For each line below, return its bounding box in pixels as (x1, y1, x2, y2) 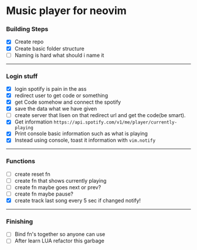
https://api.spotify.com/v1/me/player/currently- (53, 119, 178, 125)
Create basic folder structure (14, 45, 85, 52)
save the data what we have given (14, 105, 97, 112)
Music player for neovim (6, 4, 127, 18)
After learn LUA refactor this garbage (14, 237, 104, 244)
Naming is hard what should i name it (14, 52, 104, 59)
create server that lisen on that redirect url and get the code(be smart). (14, 112, 186, 119)
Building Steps (6, 25, 49, 33)
